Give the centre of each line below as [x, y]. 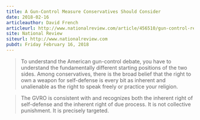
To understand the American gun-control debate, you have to [96, 61]
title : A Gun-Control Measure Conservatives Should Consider [84, 12]
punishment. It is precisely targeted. [65, 111]
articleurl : [21, 28]
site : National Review [34, 34]
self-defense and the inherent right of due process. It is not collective [106, 104]
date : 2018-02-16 [28, 17]
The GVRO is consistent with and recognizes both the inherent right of [107, 98]
